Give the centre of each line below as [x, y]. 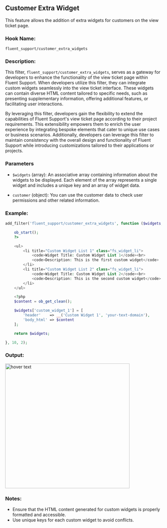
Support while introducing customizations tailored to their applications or [80, 145]
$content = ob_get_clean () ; [43, 301]
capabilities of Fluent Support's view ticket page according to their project [81, 119]
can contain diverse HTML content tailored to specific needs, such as [76, 93]
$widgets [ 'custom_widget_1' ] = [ [49, 311]
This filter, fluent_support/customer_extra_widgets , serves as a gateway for [83, 72]
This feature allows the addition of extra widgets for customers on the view [82, 20]
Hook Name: [20, 38]
